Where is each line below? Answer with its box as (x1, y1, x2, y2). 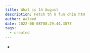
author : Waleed (5, 16, 37, 21)
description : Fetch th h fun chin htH (5, 12, 85, 17)
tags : (5, 26, 16, 31)
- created (9, 30, 30, 35)
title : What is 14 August (5, 7, 58, 12)
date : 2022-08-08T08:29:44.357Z (5, 21, 72, 26)
